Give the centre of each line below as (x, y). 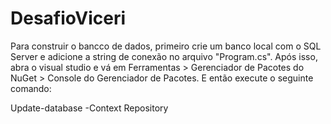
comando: (31, 88)
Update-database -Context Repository (89, 108)
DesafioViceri (68, 18)
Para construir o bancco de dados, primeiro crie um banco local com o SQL (166, 46)
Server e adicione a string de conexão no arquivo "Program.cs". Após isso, (164, 56)
